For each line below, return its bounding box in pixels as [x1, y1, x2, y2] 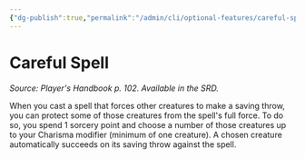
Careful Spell [9, 52, 109, 73]
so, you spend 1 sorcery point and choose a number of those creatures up [9, 119, 287, 130]
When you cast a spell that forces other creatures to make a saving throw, [9, 100, 286, 111]
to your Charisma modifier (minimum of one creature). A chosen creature [9, 129, 283, 140]
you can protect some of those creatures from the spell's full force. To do [9, 110, 284, 121]
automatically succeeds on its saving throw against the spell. [9, 138, 237, 150]
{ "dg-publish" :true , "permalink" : [9, 13, 136, 23]
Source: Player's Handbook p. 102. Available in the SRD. [9, 83, 220, 94]
